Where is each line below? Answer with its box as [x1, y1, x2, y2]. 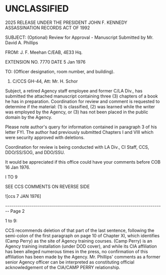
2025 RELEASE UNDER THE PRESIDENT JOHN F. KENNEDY [5, 19, 128, 25]
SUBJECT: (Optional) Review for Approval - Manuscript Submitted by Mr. [5, 34, 154, 40]
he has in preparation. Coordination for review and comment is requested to [5, 98, 160, 104]
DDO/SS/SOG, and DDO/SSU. [5, 149, 65, 155]
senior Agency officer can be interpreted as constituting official [5, 259, 135, 265]
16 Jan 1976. [5, 164, 31, 170]
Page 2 [10, 208, 25, 214]
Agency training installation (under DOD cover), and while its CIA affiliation [5, 243, 157, 249]
